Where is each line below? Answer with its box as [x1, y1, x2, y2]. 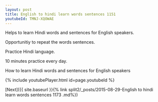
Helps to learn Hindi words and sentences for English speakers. [5, 30, 134, 36]
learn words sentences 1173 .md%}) [5, 92, 78, 98]
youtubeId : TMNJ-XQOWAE [5, 16, 54, 21]
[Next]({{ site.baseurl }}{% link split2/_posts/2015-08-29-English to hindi [5, 87, 154, 93]
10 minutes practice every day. [5, 58, 68, 64]
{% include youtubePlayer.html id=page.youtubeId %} [5, 77, 115, 83]
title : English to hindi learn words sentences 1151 [5, 12, 116, 17]
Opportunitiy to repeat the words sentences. [5, 39, 95, 45]
